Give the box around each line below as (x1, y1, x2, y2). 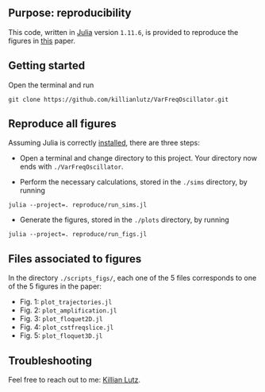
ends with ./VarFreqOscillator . (19, 162, 124, 172)
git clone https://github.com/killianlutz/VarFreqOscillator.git (8, 95, 229, 103)
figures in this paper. (8, 36, 75, 45)
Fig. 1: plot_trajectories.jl (19, 297, 113, 307)
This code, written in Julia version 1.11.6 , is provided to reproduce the (8, 27, 239, 37)
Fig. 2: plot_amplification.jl (19, 305, 117, 315)
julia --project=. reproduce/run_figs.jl (8, 231, 148, 239)
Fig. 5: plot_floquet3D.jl (19, 331, 103, 340)
